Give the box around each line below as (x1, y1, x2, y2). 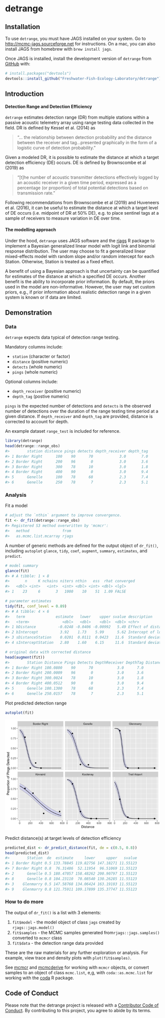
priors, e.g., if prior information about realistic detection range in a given (5, 289, 151, 295)
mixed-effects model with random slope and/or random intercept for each (5, 253, 155, 259)
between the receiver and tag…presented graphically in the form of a (17, 140, 157, 146)
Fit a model (5, 503, 28, 509)
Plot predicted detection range (5, 700, 67, 706)
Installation (5, 23, 40, 31)
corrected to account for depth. (5, 419, 69, 425)
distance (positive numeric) (12, 359, 68, 365)
